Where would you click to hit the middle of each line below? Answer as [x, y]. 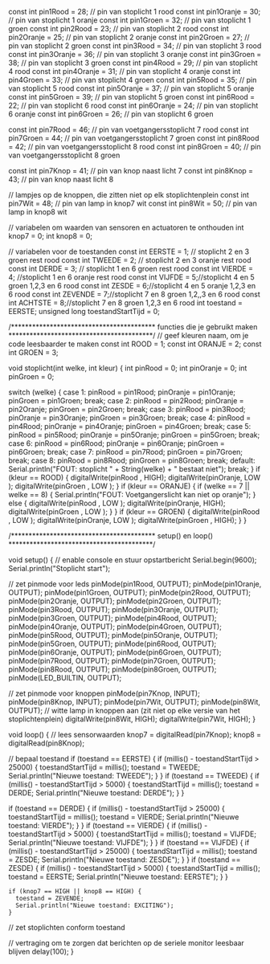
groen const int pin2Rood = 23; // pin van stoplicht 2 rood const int [119, 29]
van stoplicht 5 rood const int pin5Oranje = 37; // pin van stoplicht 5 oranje [131, 88]
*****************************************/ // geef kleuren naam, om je [129, 335]
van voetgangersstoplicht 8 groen [64, 155]
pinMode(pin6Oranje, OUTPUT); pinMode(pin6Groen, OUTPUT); [115, 652]
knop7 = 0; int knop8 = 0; [50, 236]
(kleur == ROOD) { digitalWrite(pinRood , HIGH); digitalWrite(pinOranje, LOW [135, 478]
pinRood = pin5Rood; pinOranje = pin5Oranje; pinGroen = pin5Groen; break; [134, 435]
